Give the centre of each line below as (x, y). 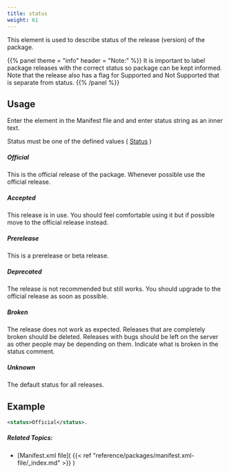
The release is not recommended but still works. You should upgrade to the (114, 289)
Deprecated (24, 271)
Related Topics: (30, 438)
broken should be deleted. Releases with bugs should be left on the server (113, 337)
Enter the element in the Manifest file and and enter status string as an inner (115, 121)
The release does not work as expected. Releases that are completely (106, 329)
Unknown (21, 367)
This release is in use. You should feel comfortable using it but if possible (111, 215)
